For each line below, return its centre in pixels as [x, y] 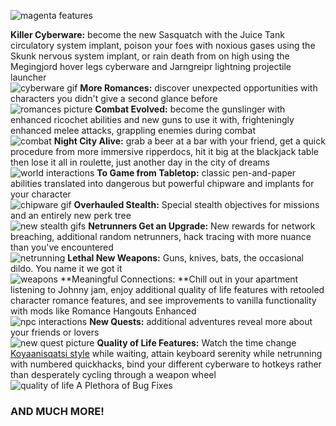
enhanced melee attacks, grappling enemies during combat [133, 130]
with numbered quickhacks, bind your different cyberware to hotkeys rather [166, 364]
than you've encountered [62, 247]
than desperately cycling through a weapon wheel [113, 374]
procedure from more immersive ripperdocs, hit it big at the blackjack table [164, 151]
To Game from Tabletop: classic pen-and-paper [196, 173]
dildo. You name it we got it [66, 268]
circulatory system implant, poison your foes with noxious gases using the [163, 45]
